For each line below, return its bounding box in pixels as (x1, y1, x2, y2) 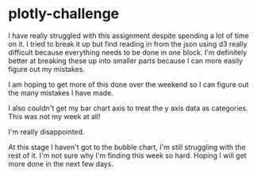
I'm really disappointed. (8, 127, 85, 137)
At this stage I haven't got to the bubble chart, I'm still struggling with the (8, 142, 246, 152)
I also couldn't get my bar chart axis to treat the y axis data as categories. (8, 103, 248, 113)
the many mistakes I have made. (8, 88, 113, 97)
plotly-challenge (8, 5, 120, 23)
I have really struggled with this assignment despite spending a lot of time (8, 31, 250, 40)
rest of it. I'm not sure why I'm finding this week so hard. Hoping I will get (8, 151, 247, 160)
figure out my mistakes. (8, 64, 86, 73)
